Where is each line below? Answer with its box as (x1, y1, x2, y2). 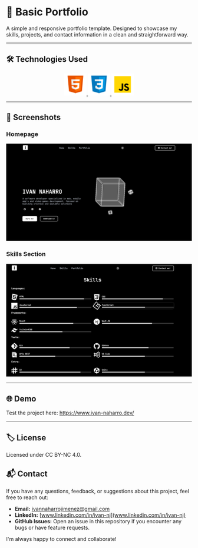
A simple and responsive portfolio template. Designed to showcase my (6, 25, 177, 32)
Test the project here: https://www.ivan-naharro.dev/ (6, 409, 134, 417)
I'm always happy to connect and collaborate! (6, 535, 117, 542)
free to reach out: (6, 494, 48, 501)
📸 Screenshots (6, 112, 61, 122)
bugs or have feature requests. (14, 524, 90, 531)
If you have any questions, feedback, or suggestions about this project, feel (6, 487, 190, 494)
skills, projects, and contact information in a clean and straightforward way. (6, 31, 189, 38)
